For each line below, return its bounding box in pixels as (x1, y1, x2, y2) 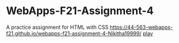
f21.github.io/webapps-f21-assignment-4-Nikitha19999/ (6, 29, 142, 37)
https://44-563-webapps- (110, 24, 173, 31)
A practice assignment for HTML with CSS (6, 24, 109, 31)
